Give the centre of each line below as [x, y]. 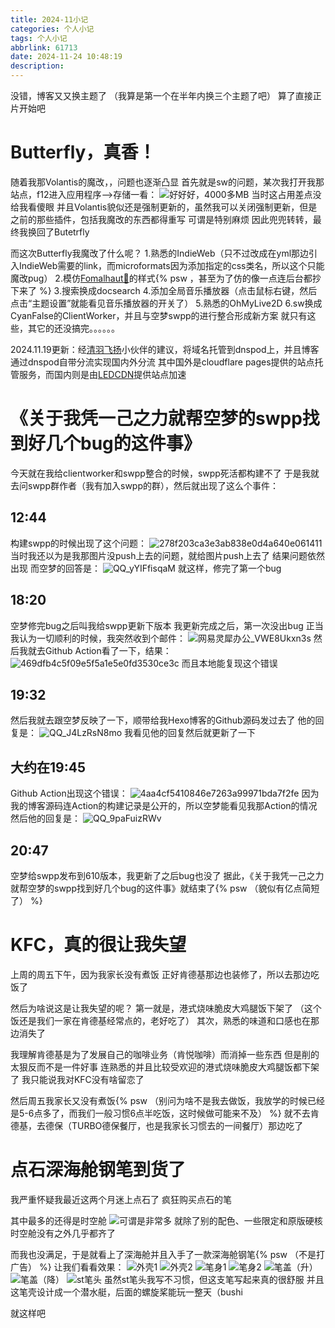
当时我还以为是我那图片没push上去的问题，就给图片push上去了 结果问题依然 [167, 555]
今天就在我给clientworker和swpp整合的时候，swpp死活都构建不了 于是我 [160, 473]
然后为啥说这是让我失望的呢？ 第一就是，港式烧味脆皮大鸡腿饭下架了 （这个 [166, 1008]
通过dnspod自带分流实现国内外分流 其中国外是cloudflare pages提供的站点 [162, 362]
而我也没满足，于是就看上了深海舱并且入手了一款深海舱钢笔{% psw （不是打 [168, 1254]
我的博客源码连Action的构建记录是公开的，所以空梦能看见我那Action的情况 [164, 806]
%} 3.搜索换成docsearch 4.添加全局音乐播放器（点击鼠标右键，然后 [178, 290]
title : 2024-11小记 [49, 19]
